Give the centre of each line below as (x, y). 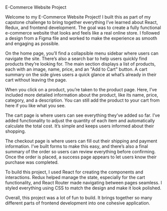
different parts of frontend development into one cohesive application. (78, 203)
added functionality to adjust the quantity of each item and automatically (80, 121)
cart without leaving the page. (36, 80)
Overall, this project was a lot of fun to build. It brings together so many (79, 198)
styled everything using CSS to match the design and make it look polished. (83, 188)
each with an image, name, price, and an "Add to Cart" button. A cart (76, 69)
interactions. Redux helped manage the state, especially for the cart (75, 177)
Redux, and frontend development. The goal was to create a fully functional (83, 28)
